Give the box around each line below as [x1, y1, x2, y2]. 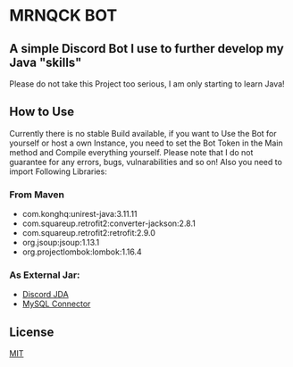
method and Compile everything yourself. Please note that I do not [9, 146, 254, 157]
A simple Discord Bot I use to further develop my [9, 41, 284, 56]
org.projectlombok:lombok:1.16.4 [21, 246, 142, 257]
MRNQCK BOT [9, 5, 118, 26]
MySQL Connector [21, 298, 91, 309]
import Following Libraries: [9, 166, 107, 177]
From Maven [9, 188, 65, 201]
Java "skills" [9, 54, 82, 70]
